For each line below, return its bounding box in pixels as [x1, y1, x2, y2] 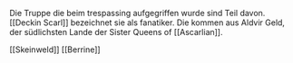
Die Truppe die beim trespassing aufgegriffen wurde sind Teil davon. [9, 8, 266, 18]
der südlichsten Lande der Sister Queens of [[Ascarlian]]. [9, 27, 224, 37]
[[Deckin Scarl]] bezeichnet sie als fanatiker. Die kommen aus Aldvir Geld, [9, 17, 286, 28]
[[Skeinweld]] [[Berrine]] [9, 44, 102, 55]
